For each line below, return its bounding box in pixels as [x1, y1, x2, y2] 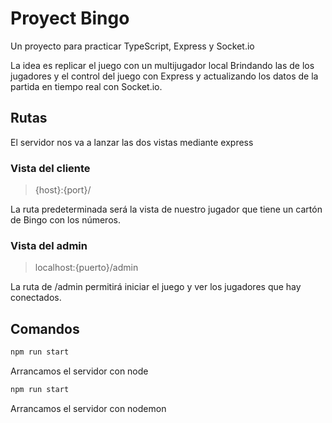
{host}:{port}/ [34, 184, 92, 196]
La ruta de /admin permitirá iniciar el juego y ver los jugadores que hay [10, 281, 302, 293]
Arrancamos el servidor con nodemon [10, 402, 167, 414]
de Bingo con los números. [10, 214, 121, 226]
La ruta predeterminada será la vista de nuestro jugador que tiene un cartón [10, 203, 323, 216]
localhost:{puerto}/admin [34, 262, 139, 274]
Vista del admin [10, 238, 88, 252]
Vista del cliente [10, 161, 91, 175]
